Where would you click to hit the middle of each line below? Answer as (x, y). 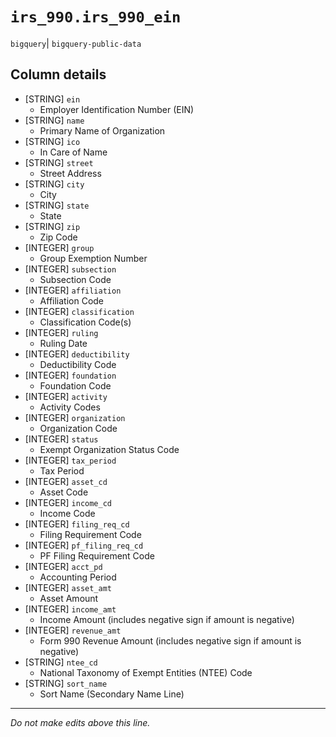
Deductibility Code (78, 364)
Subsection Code (75, 279)
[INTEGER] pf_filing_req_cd (84, 545)
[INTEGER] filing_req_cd (77, 524)
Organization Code (78, 428)
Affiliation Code (72, 300)
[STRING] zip (52, 226)
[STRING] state (57, 205)
